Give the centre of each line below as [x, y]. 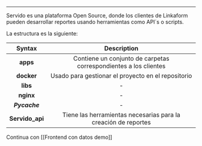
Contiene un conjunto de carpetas [121, 59]
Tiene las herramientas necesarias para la [121, 115]
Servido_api [26, 119]
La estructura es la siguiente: [42, 33]
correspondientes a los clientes [121, 66]
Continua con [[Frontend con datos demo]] [59, 137]
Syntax [26, 48]
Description [121, 48]
